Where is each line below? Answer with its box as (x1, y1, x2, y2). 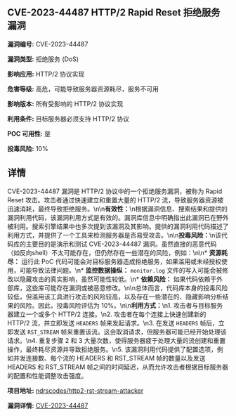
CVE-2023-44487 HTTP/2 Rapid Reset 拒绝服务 (7, 6, 221, 19)
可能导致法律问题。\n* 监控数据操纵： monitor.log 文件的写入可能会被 (19, 266, 223, 274)
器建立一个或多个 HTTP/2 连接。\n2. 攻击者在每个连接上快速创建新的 (7, 310, 206, 318)
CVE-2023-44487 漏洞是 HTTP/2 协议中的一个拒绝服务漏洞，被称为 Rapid (7, 187, 223, 195)
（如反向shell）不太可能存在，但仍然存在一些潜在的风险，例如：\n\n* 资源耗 (7, 248, 228, 256)
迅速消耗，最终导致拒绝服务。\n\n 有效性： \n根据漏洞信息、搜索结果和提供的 (7, 204, 228, 213)
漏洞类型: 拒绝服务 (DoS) (7, 55, 79, 63)
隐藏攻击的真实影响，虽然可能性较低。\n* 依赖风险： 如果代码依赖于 (19, 275, 217, 283)
